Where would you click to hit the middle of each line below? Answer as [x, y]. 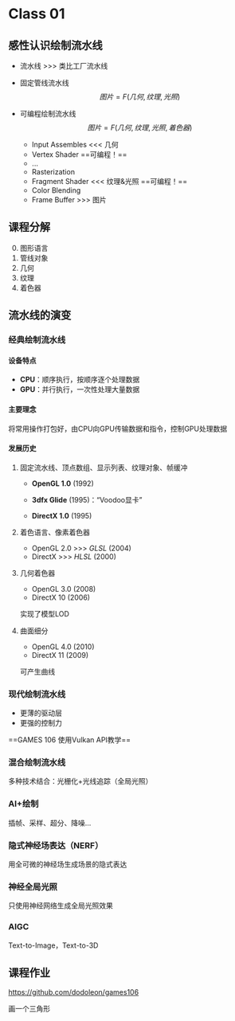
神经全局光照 [33, 886]
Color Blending [56, 190]
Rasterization [53, 172]
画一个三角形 [29, 1009]
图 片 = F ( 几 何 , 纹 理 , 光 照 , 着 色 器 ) [140, 127]
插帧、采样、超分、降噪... [50, 823]
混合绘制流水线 [37, 762]
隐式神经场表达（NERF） [56, 845]
